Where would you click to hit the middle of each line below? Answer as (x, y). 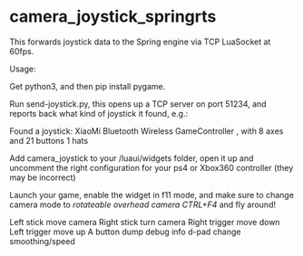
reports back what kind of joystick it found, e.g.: (99, 113)
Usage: (23, 69)
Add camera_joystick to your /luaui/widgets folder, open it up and (132, 158)
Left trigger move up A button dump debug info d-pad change (125, 232)
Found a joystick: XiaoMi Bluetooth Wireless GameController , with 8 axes (147, 131)
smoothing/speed (42, 241)
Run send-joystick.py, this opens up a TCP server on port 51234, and (138, 104)
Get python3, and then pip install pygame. (88, 86)
